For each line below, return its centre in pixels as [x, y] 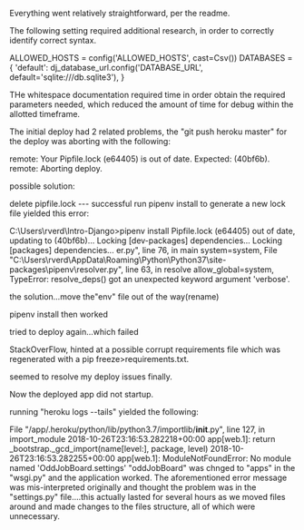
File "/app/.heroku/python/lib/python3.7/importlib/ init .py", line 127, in [137, 429]
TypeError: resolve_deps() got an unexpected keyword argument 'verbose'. [150, 279]
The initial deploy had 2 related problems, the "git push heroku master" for [148, 132]
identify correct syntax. [53, 40]
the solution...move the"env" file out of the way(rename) [114, 297]
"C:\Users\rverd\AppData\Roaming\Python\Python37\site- [118, 260]
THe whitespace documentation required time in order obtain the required [147, 95]
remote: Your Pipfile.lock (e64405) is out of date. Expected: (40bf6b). [140, 159]
